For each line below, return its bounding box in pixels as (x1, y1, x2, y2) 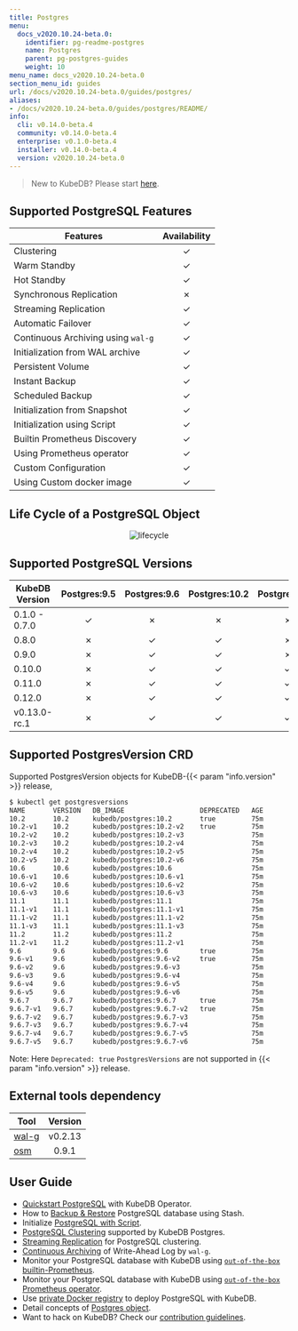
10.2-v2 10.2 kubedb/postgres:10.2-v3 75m (9, 830, 264, 840)
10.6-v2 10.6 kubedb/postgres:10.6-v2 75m (9, 880, 264, 889)
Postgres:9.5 (60, 588, 117, 600)
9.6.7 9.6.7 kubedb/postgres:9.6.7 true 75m (9, 996, 264, 1005)
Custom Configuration (13, 461, 106, 474)
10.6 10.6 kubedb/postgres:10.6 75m (9, 863, 264, 872)
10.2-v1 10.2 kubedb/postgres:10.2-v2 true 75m (9, 822, 264, 831)
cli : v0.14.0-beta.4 (17, 121, 93, 130)
